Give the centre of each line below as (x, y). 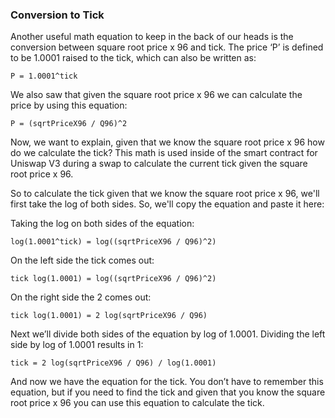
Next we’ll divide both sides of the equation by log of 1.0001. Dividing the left (168, 334)
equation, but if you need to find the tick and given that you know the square (168, 392)
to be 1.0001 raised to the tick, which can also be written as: (133, 58)
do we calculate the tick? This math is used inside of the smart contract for (164, 153)
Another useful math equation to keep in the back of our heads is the (152, 37)
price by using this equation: (69, 105)
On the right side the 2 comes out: (81, 297)
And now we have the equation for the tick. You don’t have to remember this (167, 382)
